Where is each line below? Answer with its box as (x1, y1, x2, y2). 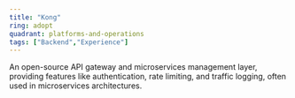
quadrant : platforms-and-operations (9, 29, 144, 38)
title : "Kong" (9, 12, 62, 22)
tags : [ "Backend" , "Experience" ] (9, 37, 128, 47)
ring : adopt (9, 21, 53, 30)
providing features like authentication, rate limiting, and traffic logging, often (9, 72, 286, 82)
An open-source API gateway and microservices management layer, (9, 62, 258, 72)
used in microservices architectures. (9, 80, 143, 91)
